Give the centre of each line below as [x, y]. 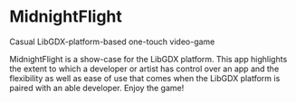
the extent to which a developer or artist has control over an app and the [144, 69]
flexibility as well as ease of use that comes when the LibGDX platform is [145, 78]
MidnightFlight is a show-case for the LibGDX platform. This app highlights [148, 59]
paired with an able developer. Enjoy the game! [97, 88]
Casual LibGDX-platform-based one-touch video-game [112, 42]
